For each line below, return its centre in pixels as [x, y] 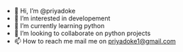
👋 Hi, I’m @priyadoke [45, 11]
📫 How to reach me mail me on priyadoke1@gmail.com [95, 41]
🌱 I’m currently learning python [59, 26]
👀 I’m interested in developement [62, 18]
